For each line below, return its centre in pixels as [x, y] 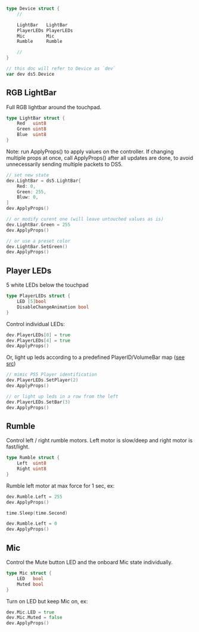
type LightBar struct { [36, 118]
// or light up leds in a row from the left [62, 396]
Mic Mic [36, 36]
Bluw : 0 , [28, 197]
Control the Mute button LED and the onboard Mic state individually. [89, 562]
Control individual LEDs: [36, 324]
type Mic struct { [29, 573]
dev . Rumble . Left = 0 [32, 524]
